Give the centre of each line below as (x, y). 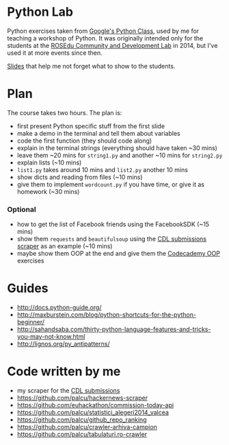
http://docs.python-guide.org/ (59, 308)
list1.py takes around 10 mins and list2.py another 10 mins (102, 169)
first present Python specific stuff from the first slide (91, 126)
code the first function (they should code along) (84, 141)
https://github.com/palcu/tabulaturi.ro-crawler (82, 434)
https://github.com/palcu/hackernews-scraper (82, 398)
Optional (22, 209)
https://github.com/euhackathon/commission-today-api (95, 405)
